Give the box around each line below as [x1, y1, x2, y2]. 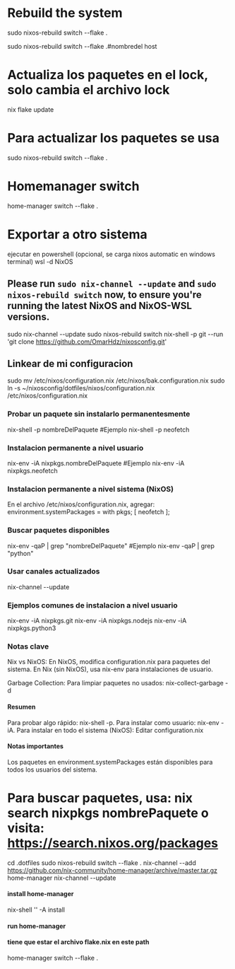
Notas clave [7, 642, 49, 651]
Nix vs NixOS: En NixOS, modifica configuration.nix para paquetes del [7, 658, 210, 666]
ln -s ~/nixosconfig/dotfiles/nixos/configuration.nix [7, 384, 155, 393]
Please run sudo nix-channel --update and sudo [7, 278, 217, 290]
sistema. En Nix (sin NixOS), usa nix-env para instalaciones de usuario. [7, 665, 214, 673]
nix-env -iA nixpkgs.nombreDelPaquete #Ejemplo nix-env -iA [7, 458, 185, 468]
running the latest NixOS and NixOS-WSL [7, 300, 193, 312]
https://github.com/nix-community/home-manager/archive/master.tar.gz [7, 866, 217, 874]
